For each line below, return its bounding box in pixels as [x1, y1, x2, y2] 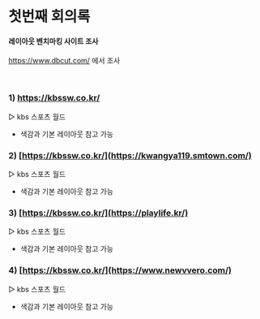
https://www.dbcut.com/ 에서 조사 [8, 56, 121, 66]
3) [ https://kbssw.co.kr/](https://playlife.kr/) [8, 207, 189, 218]
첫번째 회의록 [8, 7, 91, 26]
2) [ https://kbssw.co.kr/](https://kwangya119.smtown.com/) [8, 149, 253, 161]
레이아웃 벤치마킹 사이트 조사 [8, 36, 99, 45]
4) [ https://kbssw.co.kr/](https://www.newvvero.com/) [8, 265, 232, 276]
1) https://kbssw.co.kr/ [8, 93, 100, 104]
